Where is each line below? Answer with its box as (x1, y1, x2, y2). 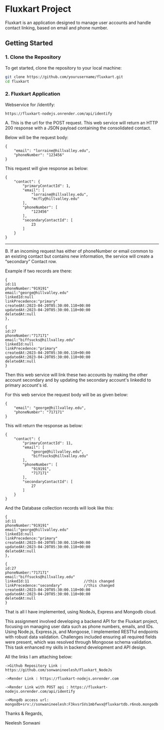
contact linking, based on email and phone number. (5, 24, 108, 30)
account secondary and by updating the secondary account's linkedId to (5, 377, 151, 383)
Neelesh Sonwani (5, 720, 41, 726)
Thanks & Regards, (5, 710, 43, 716)
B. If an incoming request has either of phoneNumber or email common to (5, 248, 154, 254)
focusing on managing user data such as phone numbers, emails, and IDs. (5, 623, 154, 629)
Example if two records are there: (5, 268, 72, 274)
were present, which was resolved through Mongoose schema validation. (5, 639, 153, 645)
